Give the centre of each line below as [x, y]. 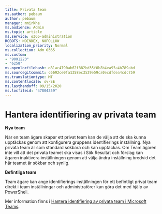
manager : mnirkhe [22, 23]
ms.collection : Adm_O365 [30, 50]
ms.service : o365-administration [39, 37]
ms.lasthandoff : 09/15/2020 [33, 86]
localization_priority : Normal [37, 46]
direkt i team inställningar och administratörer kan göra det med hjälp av [77, 187]
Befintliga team [21, 172]
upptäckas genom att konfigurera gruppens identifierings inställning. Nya [78, 142]
